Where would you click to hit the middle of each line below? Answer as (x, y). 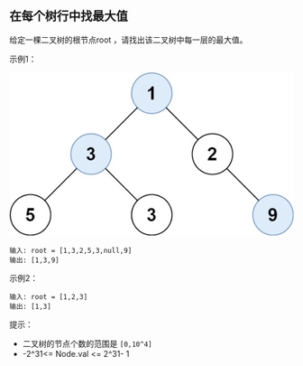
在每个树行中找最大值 (69, 16)
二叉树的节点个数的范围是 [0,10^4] (87, 343)
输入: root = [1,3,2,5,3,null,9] (71, 250)
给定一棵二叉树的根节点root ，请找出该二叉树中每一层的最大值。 (129, 40)
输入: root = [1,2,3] (49, 296)
